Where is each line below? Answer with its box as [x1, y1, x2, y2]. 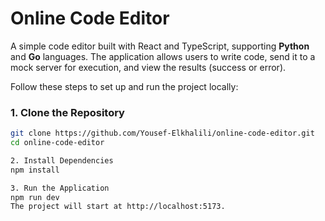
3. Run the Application [10, 183, 110, 193]
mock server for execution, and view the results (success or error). [10, 61, 287, 73]
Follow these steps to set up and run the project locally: [10, 80, 239, 92]
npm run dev [10, 192, 60, 202]
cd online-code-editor [10, 138, 105, 148]
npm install [10, 165, 60, 175]
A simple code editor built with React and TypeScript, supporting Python [10, 40, 310, 52]
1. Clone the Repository [10, 105, 125, 119]
